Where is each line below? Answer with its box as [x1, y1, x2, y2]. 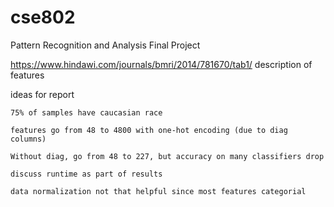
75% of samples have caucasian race [10, 107, 163, 118]
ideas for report [10, 88, 75, 100]
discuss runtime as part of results [10, 169, 163, 179]
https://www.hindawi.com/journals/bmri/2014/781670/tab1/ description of [10, 58, 313, 70]
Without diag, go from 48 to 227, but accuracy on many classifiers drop [10, 151, 325, 161]
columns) [10, 134, 47, 144]
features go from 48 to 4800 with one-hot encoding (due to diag [10, 125, 288, 135]
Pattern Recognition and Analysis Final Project [10, 39, 201, 51]
